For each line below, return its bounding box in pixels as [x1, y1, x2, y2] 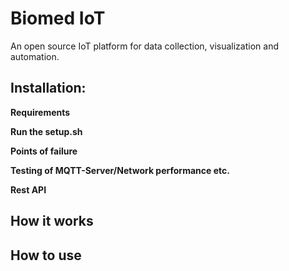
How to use [10, 247, 82, 264]
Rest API [10, 183, 47, 196]
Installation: [10, 80, 87, 97]
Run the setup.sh [10, 125, 83, 137]
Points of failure [10, 145, 78, 157]
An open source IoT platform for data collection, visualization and [10, 40, 279, 52]
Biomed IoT [10, 7, 106, 30]
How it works [10, 213, 94, 230]
